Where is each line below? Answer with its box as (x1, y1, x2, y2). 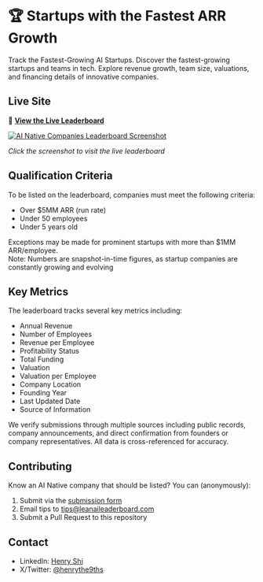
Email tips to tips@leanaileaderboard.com (19, 504, 155, 513)
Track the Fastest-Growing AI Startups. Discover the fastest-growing (8, 55, 230, 65)
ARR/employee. (8, 246, 59, 255)
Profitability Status (19, 347, 80, 356)
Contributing (8, 459, 72, 473)
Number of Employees (19, 329, 93, 339)
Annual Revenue (19, 321, 73, 331)
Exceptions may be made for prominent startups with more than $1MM (8, 237, 236, 247)
